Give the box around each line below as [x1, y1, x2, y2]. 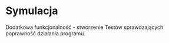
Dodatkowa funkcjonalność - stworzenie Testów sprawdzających [5, 24, 164, 31]
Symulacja [5, 4, 58, 18]
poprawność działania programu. [5, 29, 86, 37]
